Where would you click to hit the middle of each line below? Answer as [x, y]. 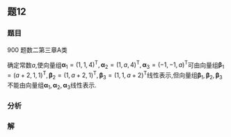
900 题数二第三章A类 [37, 49]
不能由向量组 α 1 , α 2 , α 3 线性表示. [52, 86]
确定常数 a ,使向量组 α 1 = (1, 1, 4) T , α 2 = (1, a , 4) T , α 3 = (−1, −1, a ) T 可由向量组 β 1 [116, 65]
